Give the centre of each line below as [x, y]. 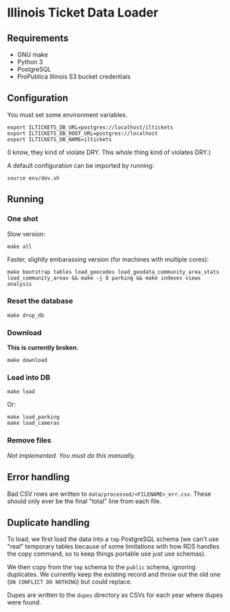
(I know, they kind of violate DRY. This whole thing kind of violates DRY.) [109, 152]
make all [20, 246]
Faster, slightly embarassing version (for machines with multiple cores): [108, 259]
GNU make [32, 54]
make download [27, 360]
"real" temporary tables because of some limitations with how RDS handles [113, 547]
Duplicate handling [48, 522]
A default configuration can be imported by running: [81, 165]
